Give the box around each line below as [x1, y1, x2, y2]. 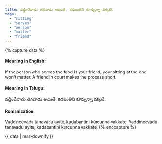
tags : [5, 12, 16, 16]
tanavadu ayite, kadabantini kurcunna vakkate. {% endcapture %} [5, 124, 137, 130]
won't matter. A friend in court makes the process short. [5, 74, 117, 80]
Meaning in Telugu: [5, 85, 45, 91]
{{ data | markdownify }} [5, 133, 54, 139]
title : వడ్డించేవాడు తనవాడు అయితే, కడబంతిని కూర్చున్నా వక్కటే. [5, 7, 114, 12]
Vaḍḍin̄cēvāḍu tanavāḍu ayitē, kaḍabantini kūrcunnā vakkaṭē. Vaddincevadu [5, 119, 158, 125]
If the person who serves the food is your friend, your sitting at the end [5, 69, 147, 75]
